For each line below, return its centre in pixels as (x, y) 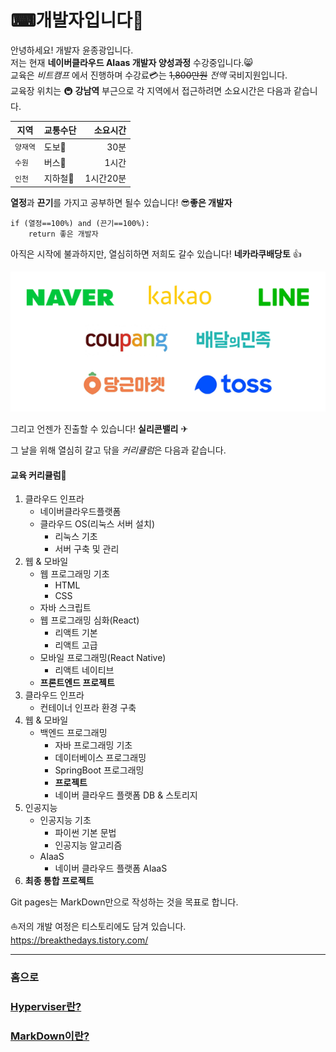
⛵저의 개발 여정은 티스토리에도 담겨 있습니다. (98, 927)
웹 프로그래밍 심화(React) (89, 620)
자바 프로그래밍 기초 (93, 745)
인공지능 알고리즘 (88, 845)
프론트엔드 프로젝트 (77, 683)
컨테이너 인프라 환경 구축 (88, 708)
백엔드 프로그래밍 (73, 733)
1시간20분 (105, 178)
